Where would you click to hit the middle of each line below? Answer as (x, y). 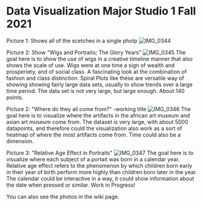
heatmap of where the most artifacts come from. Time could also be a (94, 135)
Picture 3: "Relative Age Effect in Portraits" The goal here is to (100, 153)
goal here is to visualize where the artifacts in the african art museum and (98, 115)
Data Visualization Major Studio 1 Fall (101, 11)
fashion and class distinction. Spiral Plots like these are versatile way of (95, 78)
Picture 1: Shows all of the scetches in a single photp (72, 40)
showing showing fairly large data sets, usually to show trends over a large (99, 84)
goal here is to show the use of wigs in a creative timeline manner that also (99, 59)
